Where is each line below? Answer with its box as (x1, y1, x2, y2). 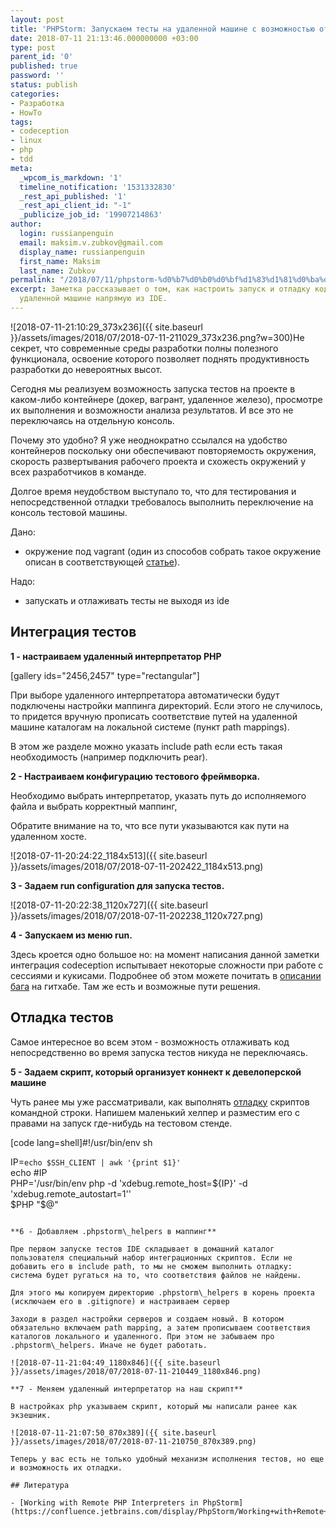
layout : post (10, 14, 65, 25)
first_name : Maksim (19, 256, 101, 266)
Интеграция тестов (10, 624, 137, 641)
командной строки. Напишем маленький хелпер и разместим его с (10, 1106, 300, 1118)
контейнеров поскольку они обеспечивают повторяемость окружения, (10, 444, 317, 456)
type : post (10, 42, 56, 53)
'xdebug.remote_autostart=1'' (10, 1187, 132, 1200)
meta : (10, 163, 33, 173)
